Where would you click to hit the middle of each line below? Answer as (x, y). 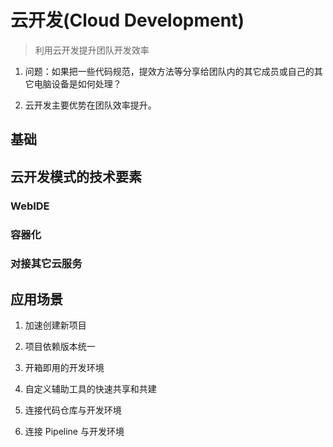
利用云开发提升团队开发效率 (92, 50)
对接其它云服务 (46, 264)
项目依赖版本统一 (60, 347)
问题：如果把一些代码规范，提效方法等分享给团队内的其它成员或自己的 (169, 71)
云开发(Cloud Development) (127, 20)
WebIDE (30, 206)
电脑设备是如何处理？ (77, 83)
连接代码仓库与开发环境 (73, 410)
